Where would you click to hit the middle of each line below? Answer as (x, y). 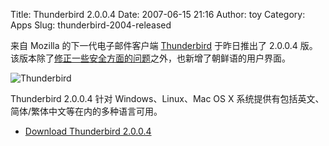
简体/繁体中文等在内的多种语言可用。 (86, 111)
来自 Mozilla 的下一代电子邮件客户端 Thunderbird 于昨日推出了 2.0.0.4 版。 (164, 45)
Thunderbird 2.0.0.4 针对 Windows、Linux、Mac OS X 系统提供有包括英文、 (167, 98)
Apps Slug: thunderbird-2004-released (91, 25)
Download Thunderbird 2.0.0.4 (88, 131)
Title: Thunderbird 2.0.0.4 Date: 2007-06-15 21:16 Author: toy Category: (158, 14)
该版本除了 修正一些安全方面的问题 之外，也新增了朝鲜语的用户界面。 (150, 58)
